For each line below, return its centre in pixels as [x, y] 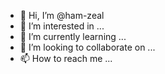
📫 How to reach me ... [66, 58]
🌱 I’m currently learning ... [73, 36]
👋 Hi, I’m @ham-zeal [62, 15]
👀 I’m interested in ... [62, 26]
